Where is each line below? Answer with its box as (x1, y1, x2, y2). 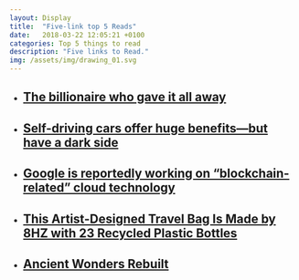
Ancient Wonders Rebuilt (22, 256, 169, 272)
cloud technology (72, 180, 176, 196)
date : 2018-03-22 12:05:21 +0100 (9, 30, 145, 39)
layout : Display (9, 13, 71, 23)
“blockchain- (213, 166, 290, 181)
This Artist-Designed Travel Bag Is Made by (22, 211, 276, 226)
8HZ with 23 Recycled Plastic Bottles (22, 225, 238, 241)
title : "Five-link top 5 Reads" (9, 22, 137, 31)
